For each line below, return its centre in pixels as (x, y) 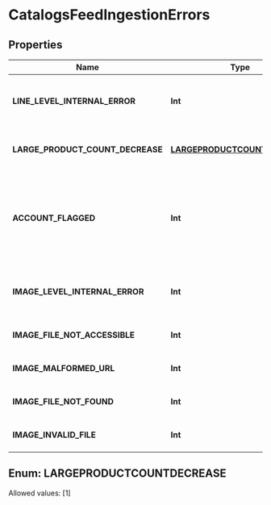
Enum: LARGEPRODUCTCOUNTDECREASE (117, 474)
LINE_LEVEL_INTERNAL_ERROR (74, 101)
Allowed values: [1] (40, 493)
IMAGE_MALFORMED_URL (64, 368)
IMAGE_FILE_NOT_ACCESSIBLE (74, 335)
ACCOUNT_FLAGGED (54, 218)
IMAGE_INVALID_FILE (54, 435)
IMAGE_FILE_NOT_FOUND (63, 401)
